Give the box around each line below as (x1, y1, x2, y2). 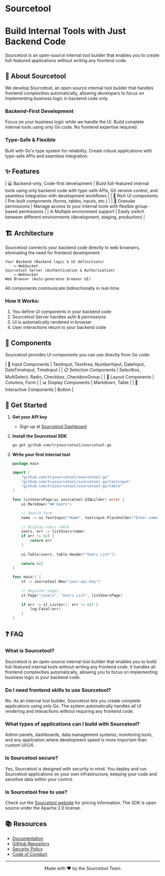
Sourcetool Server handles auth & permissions (12, 314, 107, 320)
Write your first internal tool (12, 452, 70, 457)
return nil (21, 561, 44, 566)
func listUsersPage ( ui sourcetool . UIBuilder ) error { (12, 497, 125, 502)
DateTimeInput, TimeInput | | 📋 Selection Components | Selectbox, (5, 367, 141, 373)
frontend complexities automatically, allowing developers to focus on (5, 90, 144, 96)
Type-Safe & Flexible (5, 137, 56, 143)
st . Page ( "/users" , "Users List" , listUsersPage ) (21, 593, 123, 598)
